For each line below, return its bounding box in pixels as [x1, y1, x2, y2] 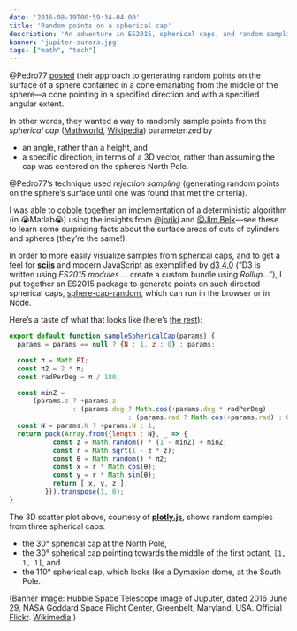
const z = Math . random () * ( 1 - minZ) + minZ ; [52, 438, 227, 447]
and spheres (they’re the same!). [9, 233, 128, 244]
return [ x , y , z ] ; [52, 479, 128, 488]
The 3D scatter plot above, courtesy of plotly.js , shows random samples [9, 511, 274, 522]
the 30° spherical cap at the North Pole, [21, 538, 167, 549]
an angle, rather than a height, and [21, 143, 148, 153]
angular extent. [9, 98, 65, 109]
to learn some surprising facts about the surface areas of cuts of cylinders [9, 223, 280, 235]
